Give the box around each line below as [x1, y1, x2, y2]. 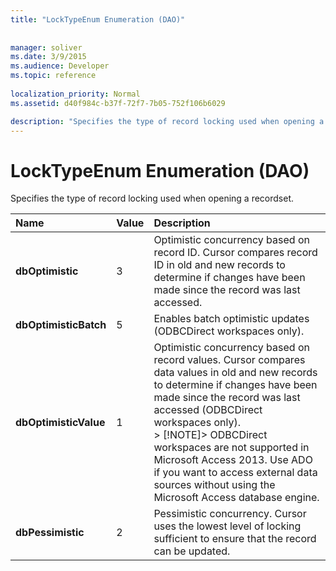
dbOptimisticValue [15, 416, 106, 430]
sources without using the [153, 478, 276, 492]
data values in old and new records [153, 366, 318, 380]
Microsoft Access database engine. [153, 491, 320, 505]
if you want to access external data [153, 466, 318, 480]
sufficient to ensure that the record [153, 532, 317, 546]
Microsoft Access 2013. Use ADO [153, 453, 313, 467]
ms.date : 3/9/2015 [10, 52, 87, 62]
